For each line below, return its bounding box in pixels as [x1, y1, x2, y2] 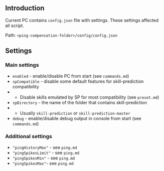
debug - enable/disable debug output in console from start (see [12, 115, 142, 121]
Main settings [5, 62, 39, 69]
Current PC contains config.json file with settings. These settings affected [5, 17, 159, 23]
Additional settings [5, 133, 52, 140]
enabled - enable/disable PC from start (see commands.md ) [12, 73, 130, 79]
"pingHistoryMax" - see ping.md [12, 144, 77, 150]
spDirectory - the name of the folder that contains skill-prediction [12, 99, 147, 105]
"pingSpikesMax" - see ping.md [12, 160, 74, 166]
